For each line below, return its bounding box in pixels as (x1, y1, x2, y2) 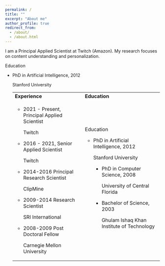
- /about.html (9, 35, 38, 40)
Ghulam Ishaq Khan (101, 216, 147, 223)
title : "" (5, 12, 26, 17)
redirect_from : (5, 26, 36, 30)
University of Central (101, 182, 150, 189)
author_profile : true (5, 21, 50, 26)
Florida (101, 188, 118, 195)
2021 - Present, (23, 106, 61, 112)
